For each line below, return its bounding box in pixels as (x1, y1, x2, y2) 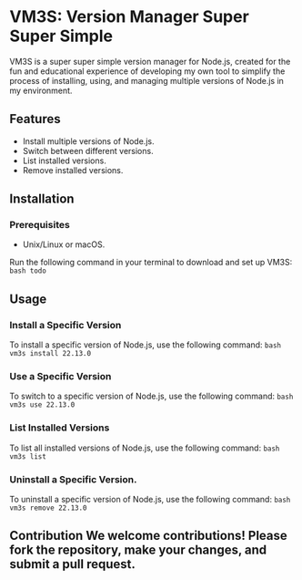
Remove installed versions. (22, 164, 124, 175)
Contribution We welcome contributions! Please (9, 528, 288, 544)
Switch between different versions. (22, 145, 154, 156)
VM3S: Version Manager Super (9, 6, 250, 27)
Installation (9, 192, 75, 207)
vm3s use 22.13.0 (9, 400, 75, 409)
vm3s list (9, 451, 47, 461)
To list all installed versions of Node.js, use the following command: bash (9, 442, 280, 453)
